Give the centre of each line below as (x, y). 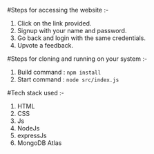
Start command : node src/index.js (68, 79)
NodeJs (28, 128)
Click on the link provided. (54, 23)
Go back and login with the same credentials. (81, 38)
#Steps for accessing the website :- (58, 10)
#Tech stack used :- (36, 93)
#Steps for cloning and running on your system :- (77, 59)
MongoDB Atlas (39, 143)
